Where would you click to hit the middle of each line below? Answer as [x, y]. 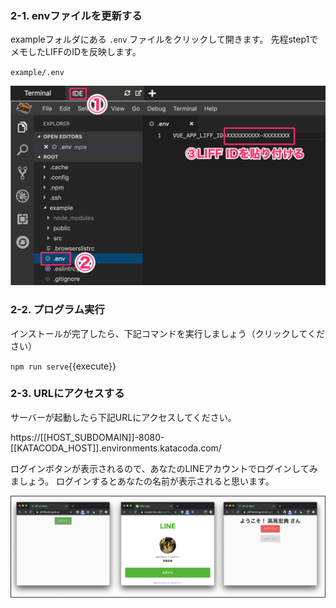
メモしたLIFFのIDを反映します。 [76, 52]
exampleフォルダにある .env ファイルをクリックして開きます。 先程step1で [164, 39]
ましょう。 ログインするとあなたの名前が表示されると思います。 [142, 481]
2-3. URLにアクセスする [67, 394]
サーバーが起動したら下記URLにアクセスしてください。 [123, 417]
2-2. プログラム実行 [57, 310]
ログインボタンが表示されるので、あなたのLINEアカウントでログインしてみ [164, 468]
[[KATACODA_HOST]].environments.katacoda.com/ [116, 448]
